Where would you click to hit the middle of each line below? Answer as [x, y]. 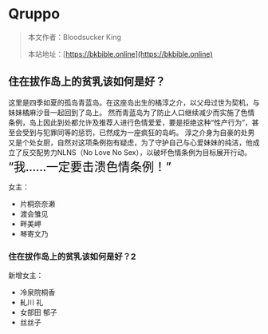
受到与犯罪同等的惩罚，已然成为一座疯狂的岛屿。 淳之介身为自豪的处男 [138, 132]
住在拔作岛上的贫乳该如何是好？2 [72, 256]
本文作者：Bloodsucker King [74, 37]
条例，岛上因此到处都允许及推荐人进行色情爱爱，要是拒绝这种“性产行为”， [130, 122]
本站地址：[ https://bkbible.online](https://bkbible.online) [120, 54]
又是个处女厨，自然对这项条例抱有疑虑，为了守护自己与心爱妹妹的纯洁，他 [130, 142]
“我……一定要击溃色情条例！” [90, 167]
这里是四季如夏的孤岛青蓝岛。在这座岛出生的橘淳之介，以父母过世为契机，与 [134, 102]
